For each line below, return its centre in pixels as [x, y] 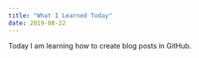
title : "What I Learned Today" [60, 15]
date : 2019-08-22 [37, 23]
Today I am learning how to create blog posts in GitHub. [100, 45]
